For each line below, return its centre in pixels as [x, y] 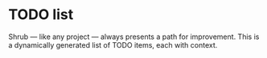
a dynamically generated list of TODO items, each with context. [113, 44]
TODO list [41, 15]
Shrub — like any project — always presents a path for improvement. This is [134, 37]
